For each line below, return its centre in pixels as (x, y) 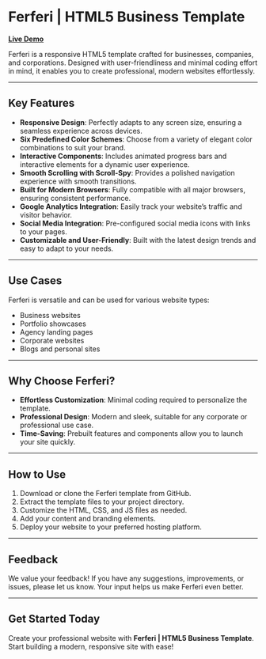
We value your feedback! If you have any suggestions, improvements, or (126, 578)
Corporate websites (52, 340)
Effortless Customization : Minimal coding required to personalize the (133, 400)
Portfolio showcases (53, 324)
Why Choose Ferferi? (62, 381)
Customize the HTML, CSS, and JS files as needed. (103, 510)
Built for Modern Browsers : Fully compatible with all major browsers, (132, 189)
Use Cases (35, 281)
